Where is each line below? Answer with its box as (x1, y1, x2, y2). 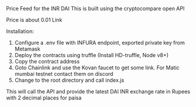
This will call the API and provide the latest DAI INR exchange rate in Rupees (6, 88, 190, 95)
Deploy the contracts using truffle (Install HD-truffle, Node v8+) (14, 52, 169, 58)
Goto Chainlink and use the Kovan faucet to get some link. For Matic (14, 64, 180, 71)
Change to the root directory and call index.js (14, 76, 125, 83)
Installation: (6, 28, 34, 35)
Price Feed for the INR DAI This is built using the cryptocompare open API (6, 5, 185, 12)
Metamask (14, 45, 41, 52)
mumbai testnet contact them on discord (14, 71, 114, 77)
